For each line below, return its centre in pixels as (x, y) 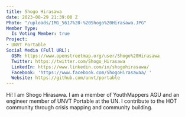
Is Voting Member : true (40, 34)
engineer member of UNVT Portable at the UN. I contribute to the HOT (92, 101)
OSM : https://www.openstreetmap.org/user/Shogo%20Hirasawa (86, 56)
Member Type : (22, 28)
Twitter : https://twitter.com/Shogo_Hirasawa (69, 61)
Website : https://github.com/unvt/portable (66, 78)
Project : (17, 39)
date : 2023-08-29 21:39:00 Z (42, 17)
